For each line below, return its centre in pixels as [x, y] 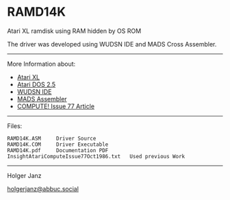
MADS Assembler [42, 99]
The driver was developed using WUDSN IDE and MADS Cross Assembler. [112, 44]
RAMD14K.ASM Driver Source [52, 138]
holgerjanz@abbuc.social [43, 188]
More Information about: [41, 64]
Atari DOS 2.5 [36, 84]
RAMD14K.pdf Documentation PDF [58, 150]
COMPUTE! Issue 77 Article [55, 106]
